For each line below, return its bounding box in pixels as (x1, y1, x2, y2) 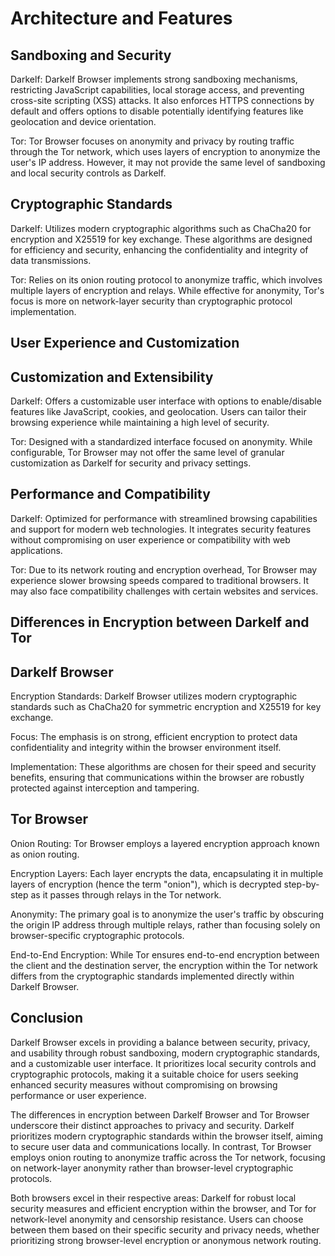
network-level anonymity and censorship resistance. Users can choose (10, 1213, 304, 1225)
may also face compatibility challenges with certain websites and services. (10, 585, 319, 597)
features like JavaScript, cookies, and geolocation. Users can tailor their (10, 406, 307, 418)
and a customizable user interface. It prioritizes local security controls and (10, 1057, 317, 1069)
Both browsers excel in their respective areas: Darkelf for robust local (10, 1192, 297, 1204)
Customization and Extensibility (10, 368, 214, 386)
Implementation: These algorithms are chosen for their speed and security (10, 761, 317, 773)
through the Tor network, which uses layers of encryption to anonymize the (10, 146, 321, 157)
